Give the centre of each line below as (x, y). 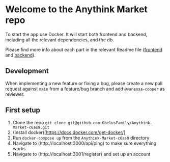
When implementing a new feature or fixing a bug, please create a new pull (84, 83)
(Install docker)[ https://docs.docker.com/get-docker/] (69, 132)
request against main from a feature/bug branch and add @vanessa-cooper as (85, 89)
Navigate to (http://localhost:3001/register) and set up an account (81, 154)
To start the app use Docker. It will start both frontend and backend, (76, 34)
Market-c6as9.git (31, 127)
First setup (23, 110)
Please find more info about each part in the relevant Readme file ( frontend (84, 49)
